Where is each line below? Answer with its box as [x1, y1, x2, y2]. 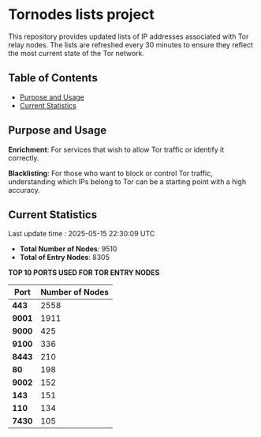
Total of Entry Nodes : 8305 [19, 253, 110, 262]
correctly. [8, 153, 39, 163]
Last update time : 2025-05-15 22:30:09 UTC [8, 229, 155, 239]
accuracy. [8, 185, 41, 194]
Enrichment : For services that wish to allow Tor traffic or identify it [8, 145, 225, 154]
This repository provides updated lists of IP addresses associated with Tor [8, 32, 249, 41]
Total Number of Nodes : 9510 [19, 244, 117, 254]
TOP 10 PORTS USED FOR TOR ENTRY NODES [8, 268, 160, 277]
